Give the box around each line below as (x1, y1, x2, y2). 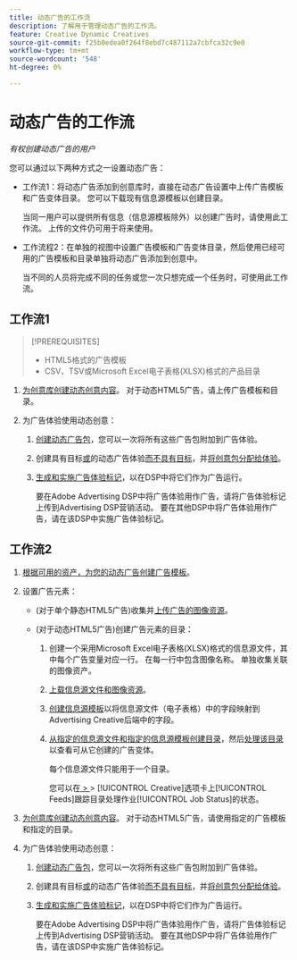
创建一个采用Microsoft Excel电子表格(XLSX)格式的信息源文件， (48, 643, 281, 653)
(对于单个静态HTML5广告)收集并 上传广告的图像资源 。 (35, 605, 234, 616)
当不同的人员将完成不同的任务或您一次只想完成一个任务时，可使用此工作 (21, 272, 288, 282)
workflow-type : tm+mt (9, 46, 90, 55)
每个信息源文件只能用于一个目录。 (48, 763, 175, 774)
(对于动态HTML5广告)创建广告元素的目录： (35, 624, 194, 635)
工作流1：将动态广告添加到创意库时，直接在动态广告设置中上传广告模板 (21, 181, 284, 192)
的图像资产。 (48, 665, 96, 676)
